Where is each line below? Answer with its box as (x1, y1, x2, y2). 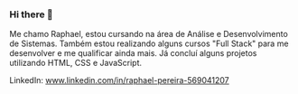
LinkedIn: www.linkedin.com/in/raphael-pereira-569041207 (9, 75, 230, 86)
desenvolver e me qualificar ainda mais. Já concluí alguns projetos (9, 48, 257, 59)
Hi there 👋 (9, 8, 54, 21)
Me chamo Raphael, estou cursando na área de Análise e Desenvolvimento (9, 29, 289, 40)
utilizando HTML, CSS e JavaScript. (9, 58, 143, 69)
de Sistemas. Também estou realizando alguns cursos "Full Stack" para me (9, 38, 289, 49)
